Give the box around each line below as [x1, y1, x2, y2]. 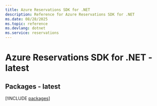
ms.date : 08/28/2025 [5, 16, 48, 21]
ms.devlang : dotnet [5, 26, 46, 31]
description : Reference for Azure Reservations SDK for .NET [5, 12, 135, 17]
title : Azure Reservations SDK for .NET [5, 7, 91, 12]
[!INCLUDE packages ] [5, 96, 50, 101]
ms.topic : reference [5, 21, 48, 26]
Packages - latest [5, 82, 61, 91]
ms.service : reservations [5, 30, 59, 35]
